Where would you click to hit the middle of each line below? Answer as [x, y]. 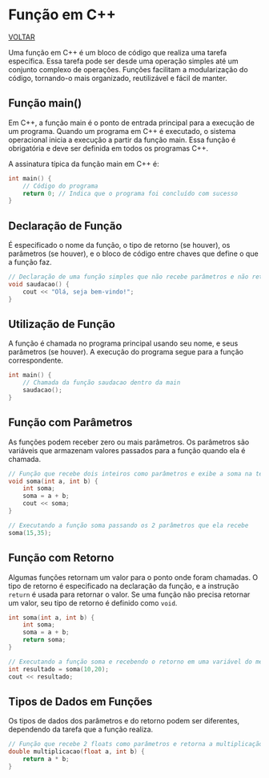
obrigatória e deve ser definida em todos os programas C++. [108, 148]
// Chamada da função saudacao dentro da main [102, 383]
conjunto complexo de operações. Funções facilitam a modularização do [128, 69]
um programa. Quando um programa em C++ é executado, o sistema [122, 131]
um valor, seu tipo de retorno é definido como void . [93, 602]
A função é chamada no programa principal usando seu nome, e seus [123, 343]
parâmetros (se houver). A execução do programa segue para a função [126, 352]
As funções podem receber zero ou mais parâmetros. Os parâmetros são [129, 442]
